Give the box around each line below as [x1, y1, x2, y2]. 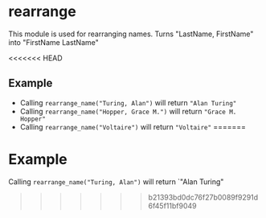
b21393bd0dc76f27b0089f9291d [148, 192, 259, 202]
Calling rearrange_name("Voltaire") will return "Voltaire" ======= [19, 121, 247, 131]
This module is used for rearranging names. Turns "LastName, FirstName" [8, 29, 254, 39]
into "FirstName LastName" [8, 37, 99, 47]
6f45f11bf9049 [148, 200, 197, 211]
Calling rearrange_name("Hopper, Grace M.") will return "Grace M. [19, 106, 237, 116]
